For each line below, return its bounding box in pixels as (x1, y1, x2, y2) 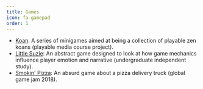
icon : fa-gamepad (6, 15, 51, 21)
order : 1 (6, 20, 29, 26)
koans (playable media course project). (15, 43, 114, 51)
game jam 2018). (15, 76, 57, 83)
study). (15, 63, 34, 70)
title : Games (6, 9, 40, 15)
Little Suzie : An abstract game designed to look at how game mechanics (15, 50, 197, 57)
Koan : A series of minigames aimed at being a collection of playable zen (15, 37, 196, 44)
